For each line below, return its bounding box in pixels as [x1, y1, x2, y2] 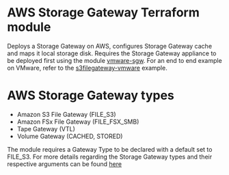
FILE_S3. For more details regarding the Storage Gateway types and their [7, 152, 213, 161]
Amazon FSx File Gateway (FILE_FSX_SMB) [16, 118, 139, 126]
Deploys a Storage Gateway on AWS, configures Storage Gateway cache [7, 42, 213, 50]
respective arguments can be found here [7, 159, 122, 168]
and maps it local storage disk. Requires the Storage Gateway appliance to [7, 49, 217, 57]
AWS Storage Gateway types [7, 87, 174, 103]
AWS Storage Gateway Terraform [7, 5, 200, 21]
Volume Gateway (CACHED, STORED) [16, 132, 123, 140]
